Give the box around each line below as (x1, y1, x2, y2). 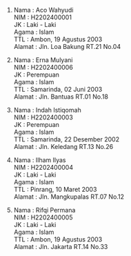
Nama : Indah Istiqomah (13, 106, 81, 114)
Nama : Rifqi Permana (13, 206, 76, 214)
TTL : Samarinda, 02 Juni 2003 (13, 86, 103, 93)
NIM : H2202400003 (13, 113, 74, 121)
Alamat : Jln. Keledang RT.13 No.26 (13, 143, 114, 150)
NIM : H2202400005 (13, 213, 73, 221)
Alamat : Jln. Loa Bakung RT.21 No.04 (13, 43, 121, 50)
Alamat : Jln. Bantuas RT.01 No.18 (13, 92, 109, 101)
